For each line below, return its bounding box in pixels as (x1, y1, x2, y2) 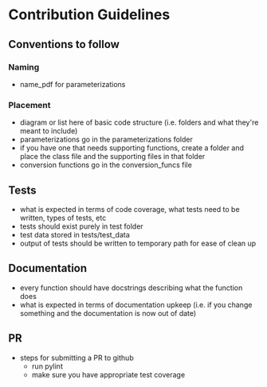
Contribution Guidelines (8, 6, 171, 24)
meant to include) (19, 126, 78, 136)
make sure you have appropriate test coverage (31, 369, 186, 379)
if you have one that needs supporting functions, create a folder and (19, 143, 245, 153)
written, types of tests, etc (19, 213, 107, 222)
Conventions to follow (8, 38, 120, 51)
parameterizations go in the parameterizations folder (19, 134, 194, 145)
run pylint (31, 361, 64, 371)
